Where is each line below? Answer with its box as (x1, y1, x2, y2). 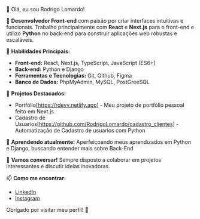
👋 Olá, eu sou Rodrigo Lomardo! (6, 6, 85, 13)
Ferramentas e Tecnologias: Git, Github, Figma (14, 72, 132, 79)
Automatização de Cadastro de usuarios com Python (14, 127, 146, 134)
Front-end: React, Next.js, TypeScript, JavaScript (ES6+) (14, 60, 156, 66)
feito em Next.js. (14, 108, 56, 115)
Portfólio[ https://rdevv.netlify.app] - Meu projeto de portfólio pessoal (14, 101, 184, 109)
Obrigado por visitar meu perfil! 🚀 (6, 206, 89, 213)
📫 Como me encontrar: (6, 175, 66, 181)
